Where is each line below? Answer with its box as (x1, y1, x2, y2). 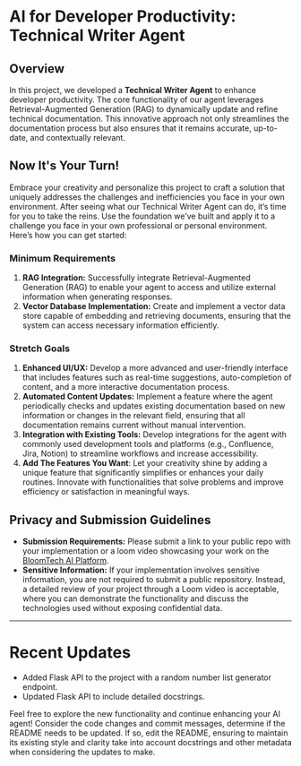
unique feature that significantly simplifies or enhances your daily (21, 468, 264, 478)
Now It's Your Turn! (9, 159, 119, 174)
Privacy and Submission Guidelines (9, 512, 211, 528)
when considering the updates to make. (9, 746, 156, 758)
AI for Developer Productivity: (9, 6, 236, 27)
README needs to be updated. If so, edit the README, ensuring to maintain (9, 727, 288, 738)
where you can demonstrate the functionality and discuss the (21, 593, 249, 604)
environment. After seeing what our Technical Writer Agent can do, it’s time (9, 201, 287, 211)
